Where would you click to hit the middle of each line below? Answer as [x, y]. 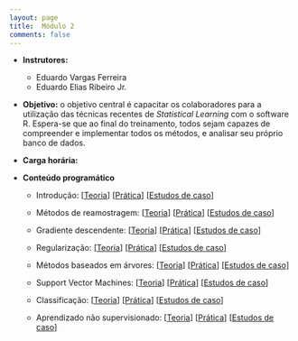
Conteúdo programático [69, 178]
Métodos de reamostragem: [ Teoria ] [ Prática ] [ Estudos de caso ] [155, 213]
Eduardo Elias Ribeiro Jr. [81, 88]
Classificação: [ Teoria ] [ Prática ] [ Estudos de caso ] [130, 300]
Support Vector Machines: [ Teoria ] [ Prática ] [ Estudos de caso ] [152, 283]
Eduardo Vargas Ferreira [81, 78]
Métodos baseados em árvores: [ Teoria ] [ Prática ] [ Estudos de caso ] [163, 265]
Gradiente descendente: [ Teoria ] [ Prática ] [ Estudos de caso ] [149, 230]
